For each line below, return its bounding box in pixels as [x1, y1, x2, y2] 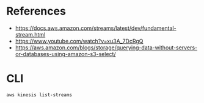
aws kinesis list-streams [6, 91, 72, 98]
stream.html [15, 30, 46, 38]
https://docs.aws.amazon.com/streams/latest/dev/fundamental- [15, 24, 177, 32]
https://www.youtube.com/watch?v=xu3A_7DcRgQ [15, 37, 144, 44]
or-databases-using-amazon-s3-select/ [15, 50, 116, 57]
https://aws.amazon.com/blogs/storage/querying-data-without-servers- [15, 44, 197, 51]
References [6, 4, 66, 18]
